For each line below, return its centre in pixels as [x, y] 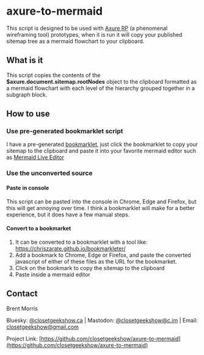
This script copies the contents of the [53, 75]
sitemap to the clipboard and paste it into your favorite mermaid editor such [101, 151]
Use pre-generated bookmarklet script [65, 131]
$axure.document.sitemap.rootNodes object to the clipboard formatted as [102, 81]
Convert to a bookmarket [39, 229]
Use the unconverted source [49, 174]
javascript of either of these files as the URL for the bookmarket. [96, 262]
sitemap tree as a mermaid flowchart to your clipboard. [75, 41]
